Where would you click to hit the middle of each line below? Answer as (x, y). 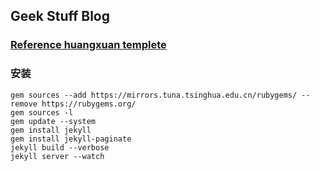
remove (24, 104)
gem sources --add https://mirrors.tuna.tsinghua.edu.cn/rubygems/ (154, 95)
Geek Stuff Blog (60, 16)
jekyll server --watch (57, 156)
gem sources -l (42, 112)
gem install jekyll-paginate (71, 139)
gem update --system (53, 121)
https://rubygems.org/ (89, 104)
